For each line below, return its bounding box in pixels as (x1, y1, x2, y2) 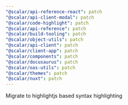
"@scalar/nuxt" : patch (5, 76, 62, 82)
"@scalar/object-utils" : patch (5, 37, 84, 43)
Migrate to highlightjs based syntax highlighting (5, 92, 123, 100)
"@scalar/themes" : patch (5, 70, 68, 76)
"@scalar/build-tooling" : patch (5, 31, 86, 37)
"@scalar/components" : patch (5, 53, 78, 59)
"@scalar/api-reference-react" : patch (5, 8, 102, 15)
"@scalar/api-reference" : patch (5, 25, 86, 32)
